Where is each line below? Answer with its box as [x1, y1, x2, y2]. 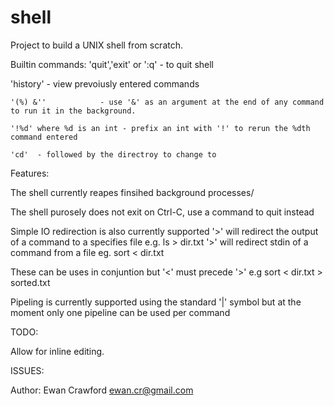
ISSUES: [10, 364, 45, 376]
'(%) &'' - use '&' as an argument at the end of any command [10, 97, 325, 107]
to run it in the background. [10, 106, 137, 116]
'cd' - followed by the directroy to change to [10, 149, 217, 160]
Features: [10, 167, 50, 179]
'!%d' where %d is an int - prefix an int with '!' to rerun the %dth [10, 123, 311, 133]
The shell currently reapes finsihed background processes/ [10, 186, 255, 198]
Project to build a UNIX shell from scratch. [10, 39, 184, 51]
